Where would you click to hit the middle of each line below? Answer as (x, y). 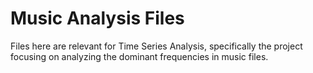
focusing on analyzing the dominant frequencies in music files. (139, 56)
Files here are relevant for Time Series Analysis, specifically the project (156, 46)
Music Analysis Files (97, 18)
